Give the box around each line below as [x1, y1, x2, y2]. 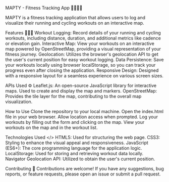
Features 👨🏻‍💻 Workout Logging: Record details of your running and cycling [5, 30, 161, 35]
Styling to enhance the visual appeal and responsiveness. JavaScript [5, 140, 149, 146]
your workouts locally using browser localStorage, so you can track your [5, 62, 156, 68]
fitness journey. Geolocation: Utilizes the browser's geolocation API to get [5, 51, 159, 57]
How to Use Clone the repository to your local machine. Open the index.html [5, 109, 164, 114]
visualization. [5, 99, 33, 105]
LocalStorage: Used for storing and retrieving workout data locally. [5, 151, 144, 156]
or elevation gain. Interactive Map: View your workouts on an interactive [5, 40, 155, 47]
